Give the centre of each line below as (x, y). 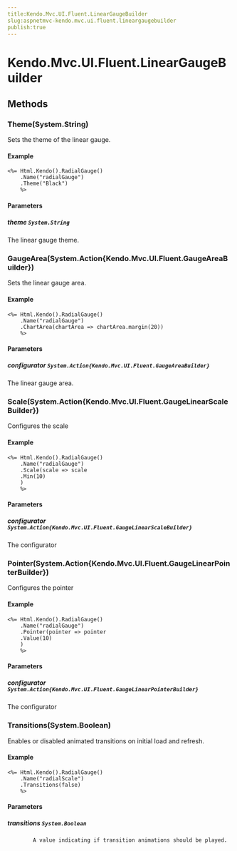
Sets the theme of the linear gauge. (59, 140)
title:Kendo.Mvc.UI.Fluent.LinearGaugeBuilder (78, 14)
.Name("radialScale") (52, 778)
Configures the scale (38, 426)
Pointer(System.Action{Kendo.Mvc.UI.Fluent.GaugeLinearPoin (119, 564)
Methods (28, 104)
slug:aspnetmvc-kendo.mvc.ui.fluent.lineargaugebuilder (92, 21)
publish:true (27, 27)
